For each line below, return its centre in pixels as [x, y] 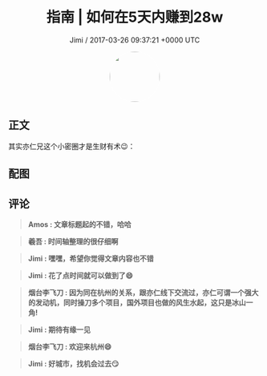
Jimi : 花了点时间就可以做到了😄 [81, 275]
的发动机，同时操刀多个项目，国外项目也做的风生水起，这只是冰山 [137, 302]
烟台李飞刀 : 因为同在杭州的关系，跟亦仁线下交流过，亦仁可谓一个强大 [143, 292]
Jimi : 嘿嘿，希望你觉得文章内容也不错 [91, 258]
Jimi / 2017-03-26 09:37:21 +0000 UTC [135, 40]
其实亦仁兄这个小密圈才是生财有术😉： [72, 146]
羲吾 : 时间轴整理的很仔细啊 [73, 241]
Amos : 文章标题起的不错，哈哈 [79, 224]
